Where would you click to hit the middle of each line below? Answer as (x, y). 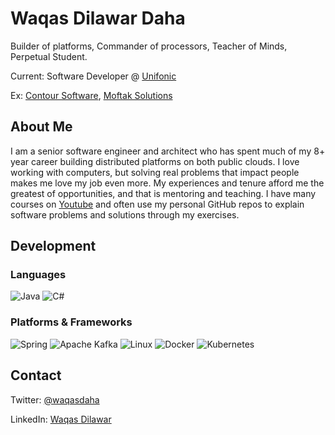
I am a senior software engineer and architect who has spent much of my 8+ (168, 151)
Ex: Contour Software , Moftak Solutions (91, 95)
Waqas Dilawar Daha (98, 18)
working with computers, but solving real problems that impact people (155, 172)
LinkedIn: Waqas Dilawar (61, 419)
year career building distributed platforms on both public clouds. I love (155, 161)
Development (53, 246)
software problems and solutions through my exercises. (125, 214)
